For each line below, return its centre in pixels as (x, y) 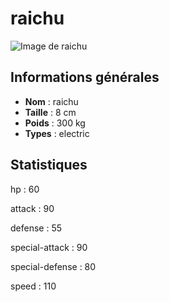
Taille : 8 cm (50, 112)
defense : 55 (36, 228)
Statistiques (49, 165)
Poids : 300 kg (55, 123)
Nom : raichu (51, 101)
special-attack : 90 (49, 247)
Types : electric (57, 133)
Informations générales (85, 77)
